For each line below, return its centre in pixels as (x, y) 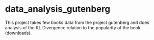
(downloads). (18, 33)
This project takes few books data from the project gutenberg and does (77, 22)
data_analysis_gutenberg (58, 9)
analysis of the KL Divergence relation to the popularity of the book (73, 27)
